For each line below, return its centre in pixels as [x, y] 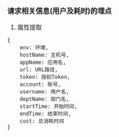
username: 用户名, [45, 92]
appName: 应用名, [43, 63]
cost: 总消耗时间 [42, 121]
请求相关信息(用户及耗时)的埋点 [59, 10]
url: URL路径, [39, 70]
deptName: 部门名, [45, 99]
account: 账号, [40, 84]
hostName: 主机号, [45, 55]
